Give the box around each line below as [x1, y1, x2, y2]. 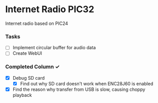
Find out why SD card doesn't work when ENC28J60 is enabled [20, 80, 153, 87]
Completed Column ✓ [5, 63, 60, 71]
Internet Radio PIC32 [5, 4, 95, 15]
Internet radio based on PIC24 [5, 20, 68, 26]
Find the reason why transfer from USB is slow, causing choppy [12, 86, 145, 92]
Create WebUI [12, 50, 42, 56]
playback [12, 92, 32, 98]
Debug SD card [12, 75, 45, 81]
